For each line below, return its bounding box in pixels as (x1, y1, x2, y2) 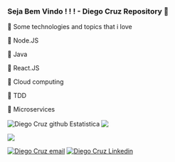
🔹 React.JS (7, 64, 40, 72)
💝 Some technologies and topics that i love (7, 23, 133, 31)
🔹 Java (7, 50, 28, 59)
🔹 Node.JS (7, 36, 39, 45)
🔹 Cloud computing (7, 77, 64, 86)
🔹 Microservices (7, 105, 55, 114)
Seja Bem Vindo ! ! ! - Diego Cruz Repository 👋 (7, 6, 169, 16)
